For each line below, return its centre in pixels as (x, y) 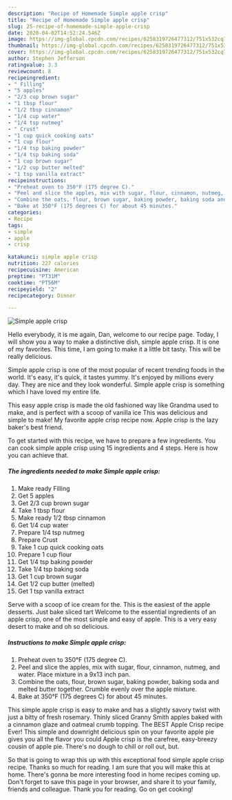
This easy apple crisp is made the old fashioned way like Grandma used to (113, 405)
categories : (25, 213)
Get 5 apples (36, 496)
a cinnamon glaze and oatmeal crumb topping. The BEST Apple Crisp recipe (116, 725)
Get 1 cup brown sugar (50, 576)
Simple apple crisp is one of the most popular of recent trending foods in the (116, 370)
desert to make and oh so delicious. (59, 627)
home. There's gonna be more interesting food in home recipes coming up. (114, 774)
